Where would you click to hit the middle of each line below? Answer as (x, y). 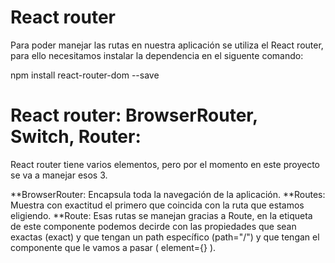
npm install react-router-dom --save (85, 75)
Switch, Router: (76, 137)
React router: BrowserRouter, (134, 115)
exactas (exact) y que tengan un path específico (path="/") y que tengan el (165, 237)
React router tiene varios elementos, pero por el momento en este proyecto (165, 164)
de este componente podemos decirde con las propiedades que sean (153, 226)
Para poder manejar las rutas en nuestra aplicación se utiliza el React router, (167, 45)
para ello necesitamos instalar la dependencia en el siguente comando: (157, 55)
